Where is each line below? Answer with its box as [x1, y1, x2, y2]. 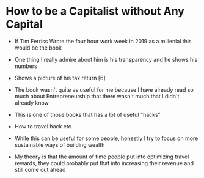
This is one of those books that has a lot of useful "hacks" [14, 111, 161, 118]
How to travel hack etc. [14, 122, 73, 130]
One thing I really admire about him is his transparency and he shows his [14, 56, 198, 63]
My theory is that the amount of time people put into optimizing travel [14, 153, 189, 160]
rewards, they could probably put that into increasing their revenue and [14, 159, 194, 166]
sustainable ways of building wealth [14, 141, 105, 148]
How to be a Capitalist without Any [5, 4, 184, 18]
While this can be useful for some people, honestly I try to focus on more [14, 135, 199, 142]
